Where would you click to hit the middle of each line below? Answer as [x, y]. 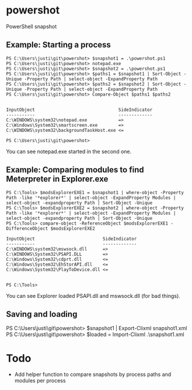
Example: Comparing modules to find [75, 170]
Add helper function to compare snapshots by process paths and [93, 374]
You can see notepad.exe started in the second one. [69, 151]
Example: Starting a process [58, 45]
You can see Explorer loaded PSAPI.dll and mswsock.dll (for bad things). [93, 296]
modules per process [40, 381]
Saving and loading [42, 314]
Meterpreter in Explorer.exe [57, 179]
